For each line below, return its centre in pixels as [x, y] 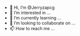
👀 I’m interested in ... [30, 13]
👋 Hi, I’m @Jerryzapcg [32, 8]
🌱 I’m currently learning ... [35, 18]
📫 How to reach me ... [32, 28]
